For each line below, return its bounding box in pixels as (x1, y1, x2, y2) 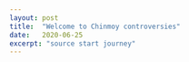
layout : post (9, 13, 59, 23)
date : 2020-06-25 (9, 30, 84, 39)
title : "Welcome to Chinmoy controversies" (9, 22, 181, 31)
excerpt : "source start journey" (9, 38, 136, 48)
